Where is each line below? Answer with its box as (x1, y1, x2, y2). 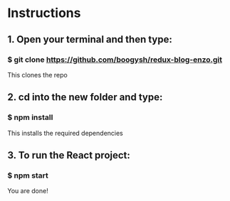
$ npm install (7, 112, 53, 122)
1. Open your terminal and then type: (7, 33, 173, 45)
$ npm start (7, 170, 48, 180)
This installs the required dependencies (7, 129, 123, 137)
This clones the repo (7, 70, 68, 79)
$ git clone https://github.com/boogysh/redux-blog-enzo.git (7, 55, 223, 65)
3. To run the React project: (7, 149, 130, 161)
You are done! (7, 187, 48, 195)
